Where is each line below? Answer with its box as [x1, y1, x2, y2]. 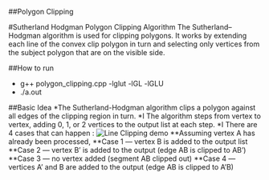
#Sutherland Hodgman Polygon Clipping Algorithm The [8, 22, 191, 31]
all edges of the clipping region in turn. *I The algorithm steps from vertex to [8, 111, 261, 121]
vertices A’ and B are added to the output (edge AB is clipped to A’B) [8, 162, 234, 171]
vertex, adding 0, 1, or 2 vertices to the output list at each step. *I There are [8, 120, 258, 129]
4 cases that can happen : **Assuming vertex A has [8, 128, 255, 138]
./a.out [19, 87, 43, 97]
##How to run [8, 63, 55, 73]
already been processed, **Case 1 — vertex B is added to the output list [8, 137, 248, 146]
